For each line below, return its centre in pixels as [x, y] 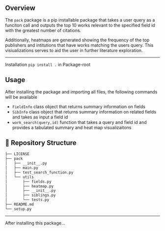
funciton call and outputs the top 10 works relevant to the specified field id [80, 25]
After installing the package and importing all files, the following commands [81, 92]
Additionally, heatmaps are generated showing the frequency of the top [77, 40]
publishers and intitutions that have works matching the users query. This [79, 45]
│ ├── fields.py [28, 181]
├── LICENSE [17, 154]
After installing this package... [35, 223]
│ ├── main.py [22, 168]
